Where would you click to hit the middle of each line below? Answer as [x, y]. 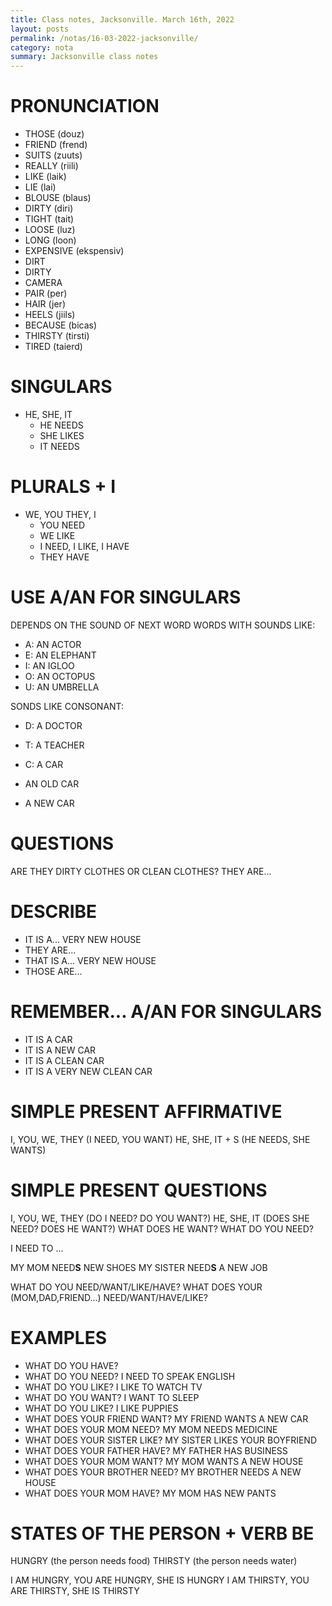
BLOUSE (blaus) [58, 198]
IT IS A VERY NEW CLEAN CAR [88, 1071]
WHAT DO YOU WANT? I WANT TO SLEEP [112, 1397]
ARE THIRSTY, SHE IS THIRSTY [75, 1591]
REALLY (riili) [51, 166]
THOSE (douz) [54, 134]
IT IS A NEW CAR [60, 1050]
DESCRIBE [54, 912]
